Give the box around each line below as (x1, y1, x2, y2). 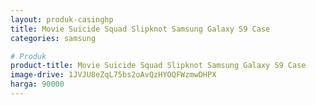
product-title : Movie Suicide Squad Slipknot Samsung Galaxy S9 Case (10, 61, 307, 71)
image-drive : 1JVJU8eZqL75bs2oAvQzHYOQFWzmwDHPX (10, 70, 217, 80)
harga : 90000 (10, 79, 65, 90)
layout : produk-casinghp (10, 14, 114, 25)
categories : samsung (10, 33, 97, 43)
